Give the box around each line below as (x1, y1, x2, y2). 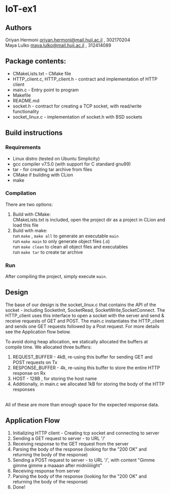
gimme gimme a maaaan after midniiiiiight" (12, 462, 102, 469)
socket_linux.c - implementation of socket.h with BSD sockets (12, 114, 143, 120)
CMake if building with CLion (12, 172, 73, 178)
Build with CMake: (12, 211, 51, 217)
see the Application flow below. (5, 328, 71, 335)
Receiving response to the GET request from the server (12, 441, 129, 447)
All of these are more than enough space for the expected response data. (5, 401, 159, 407)
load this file (12, 222, 39, 228)
